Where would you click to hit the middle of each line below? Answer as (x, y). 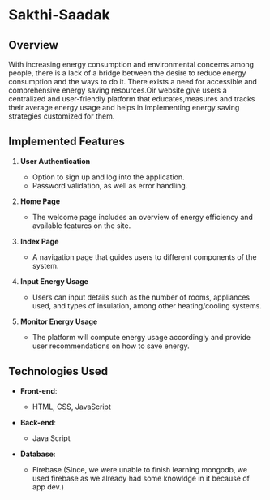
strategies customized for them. (62, 116)
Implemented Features (67, 142)
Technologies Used (58, 371)
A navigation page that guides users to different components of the (144, 256)
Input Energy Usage (54, 281)
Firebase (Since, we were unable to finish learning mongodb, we (140, 469)
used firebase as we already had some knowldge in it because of (141, 478)
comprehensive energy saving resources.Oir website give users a (118, 90)
